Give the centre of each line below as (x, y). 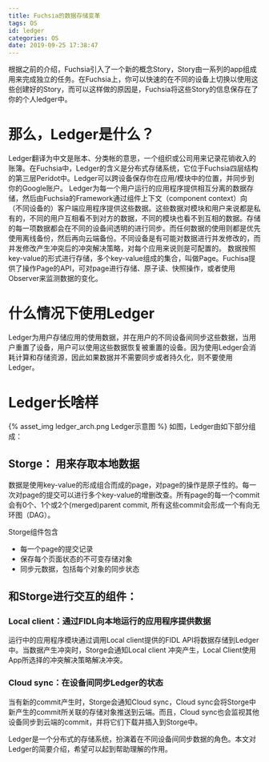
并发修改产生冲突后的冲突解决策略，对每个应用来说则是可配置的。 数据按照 (132, 248)
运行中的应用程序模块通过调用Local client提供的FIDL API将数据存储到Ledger (134, 640)
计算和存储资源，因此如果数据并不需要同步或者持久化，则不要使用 (124, 357)
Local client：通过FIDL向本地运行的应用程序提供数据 (110, 621)
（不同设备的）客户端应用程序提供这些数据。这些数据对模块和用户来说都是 (131, 208)
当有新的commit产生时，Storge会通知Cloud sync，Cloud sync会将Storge (129, 702)
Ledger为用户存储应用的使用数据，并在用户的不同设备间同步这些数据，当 (129, 337)
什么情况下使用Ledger (81, 314)
